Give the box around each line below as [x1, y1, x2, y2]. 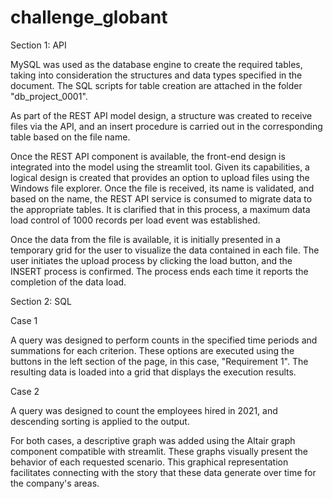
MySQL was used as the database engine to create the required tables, [10, 58, 303, 70]
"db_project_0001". [10, 90, 88, 102]
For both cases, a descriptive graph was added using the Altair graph [10, 434, 296, 446]
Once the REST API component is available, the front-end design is [10, 150, 286, 162]
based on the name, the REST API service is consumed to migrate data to [10, 192, 313, 205]
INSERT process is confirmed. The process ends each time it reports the [10, 265, 309, 277]
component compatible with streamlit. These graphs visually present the [10, 445, 308, 457]
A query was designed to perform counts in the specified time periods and [10, 334, 318, 346]
